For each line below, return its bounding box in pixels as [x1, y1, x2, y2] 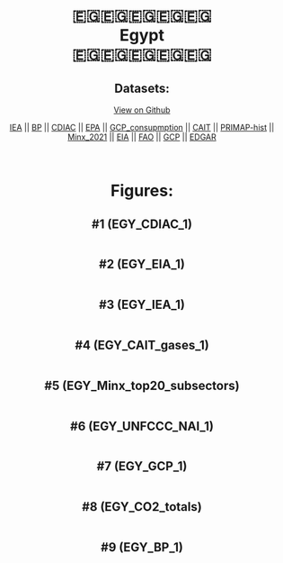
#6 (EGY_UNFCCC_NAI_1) [70, 418, 214, 433]
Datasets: [114, 80, 170, 95]
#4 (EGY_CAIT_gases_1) [75, 338, 209, 353]
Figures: [111, 181, 173, 201]
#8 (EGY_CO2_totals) [82, 499, 202, 514]
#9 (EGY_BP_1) [100, 540, 184, 555]
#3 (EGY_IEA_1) [98, 297, 186, 313]
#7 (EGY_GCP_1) [96, 459, 188, 474]
